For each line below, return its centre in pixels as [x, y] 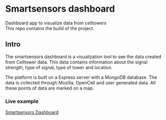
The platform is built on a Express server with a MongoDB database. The [81, 77]
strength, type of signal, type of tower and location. [59, 67]
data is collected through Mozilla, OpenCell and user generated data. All [80, 82]
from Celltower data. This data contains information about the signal [76, 62]
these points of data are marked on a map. [50, 88]
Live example [22, 101]
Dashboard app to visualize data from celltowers [56, 23]
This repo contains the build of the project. [50, 28]
